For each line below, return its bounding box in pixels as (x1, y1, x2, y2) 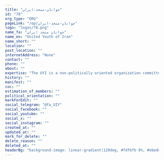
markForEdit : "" (5, 98, 38, 103)
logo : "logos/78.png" (5, 25, 49, 30)
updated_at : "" (5, 130, 36, 135)
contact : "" (5, 57, 29, 62)
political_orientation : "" (5, 93, 60, 98)
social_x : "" (5, 116, 32, 121)
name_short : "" (5, 39, 36, 44)
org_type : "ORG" (5, 16, 38, 21)
